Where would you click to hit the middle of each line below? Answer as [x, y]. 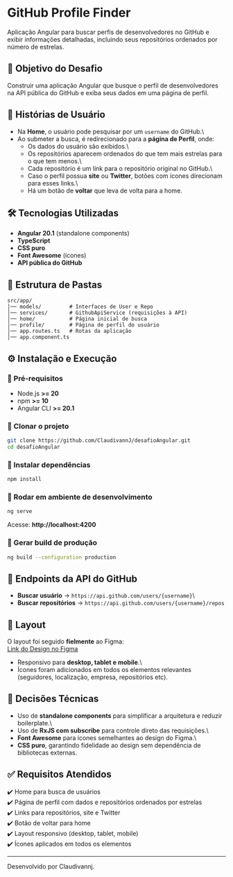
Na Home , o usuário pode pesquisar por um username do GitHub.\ [111, 131]
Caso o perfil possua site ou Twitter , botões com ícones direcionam [125, 176]
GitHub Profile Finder [69, 13]
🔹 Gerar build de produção [52, 543]
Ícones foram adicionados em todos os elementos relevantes [104, 670]
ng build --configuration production [62, 557]
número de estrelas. [36, 47]
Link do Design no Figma [43, 649]
